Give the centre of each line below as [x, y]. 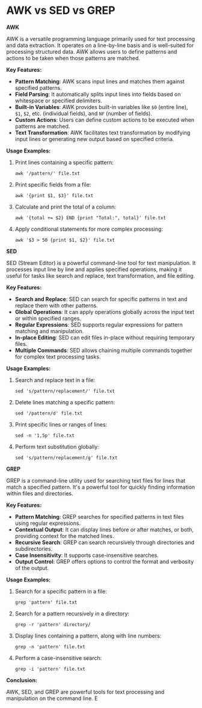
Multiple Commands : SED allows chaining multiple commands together [103, 350]
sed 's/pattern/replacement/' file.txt [65, 391]
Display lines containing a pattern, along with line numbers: [88, 636]
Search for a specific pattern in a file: [61, 591]
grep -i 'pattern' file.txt [50, 669]
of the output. [32, 568]
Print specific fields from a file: [53, 184]
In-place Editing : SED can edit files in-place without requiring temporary [105, 337]
